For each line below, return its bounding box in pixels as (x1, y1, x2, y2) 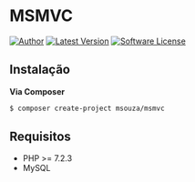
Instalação (9, 62, 71, 77)
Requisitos (9, 129, 71, 145)
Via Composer (9, 86, 66, 96)
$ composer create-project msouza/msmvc (9, 104, 166, 113)
